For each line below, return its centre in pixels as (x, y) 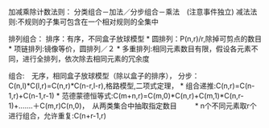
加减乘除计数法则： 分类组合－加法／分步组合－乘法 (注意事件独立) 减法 (130, 12)
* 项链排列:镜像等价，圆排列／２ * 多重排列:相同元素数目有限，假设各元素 (130, 49)
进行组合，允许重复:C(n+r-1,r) (58, 116)
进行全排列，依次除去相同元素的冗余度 (86, 59)
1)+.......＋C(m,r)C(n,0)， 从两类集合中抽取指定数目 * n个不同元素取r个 (132, 106)
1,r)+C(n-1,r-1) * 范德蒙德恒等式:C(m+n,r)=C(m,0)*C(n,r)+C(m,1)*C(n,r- (126, 96)
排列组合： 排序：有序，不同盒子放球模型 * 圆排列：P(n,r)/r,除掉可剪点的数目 (135, 39)
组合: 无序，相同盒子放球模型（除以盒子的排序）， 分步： (104, 76)
